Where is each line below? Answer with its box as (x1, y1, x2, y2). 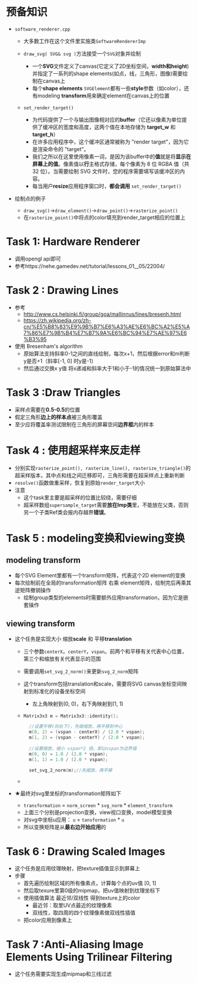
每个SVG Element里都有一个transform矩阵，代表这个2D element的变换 (14, 571, 186, 579)
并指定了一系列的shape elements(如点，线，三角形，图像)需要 (32, 70, 183, 77)
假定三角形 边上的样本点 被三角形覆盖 (14, 413, 103, 420)
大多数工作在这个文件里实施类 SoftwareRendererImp (23, 37, 146, 44)
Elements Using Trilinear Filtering (6, 950, 172, 964)
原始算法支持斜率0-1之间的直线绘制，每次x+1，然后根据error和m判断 (23, 350, 190, 357)
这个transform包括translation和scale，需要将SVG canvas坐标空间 (23, 680, 182, 687)
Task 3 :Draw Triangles (6, 386, 121, 399)
